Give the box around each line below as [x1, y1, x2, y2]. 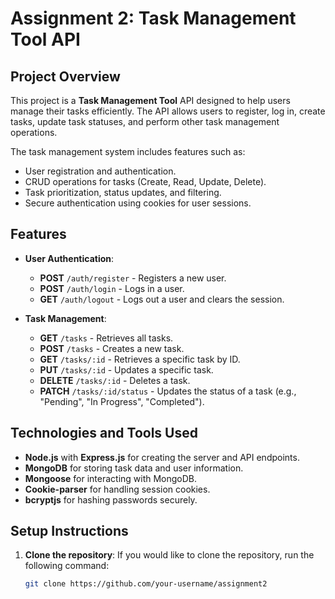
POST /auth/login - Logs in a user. [39, 282, 185, 294]
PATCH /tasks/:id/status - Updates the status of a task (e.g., [39, 385, 297, 397]
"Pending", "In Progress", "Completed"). [39, 395, 205, 407]
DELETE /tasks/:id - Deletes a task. [39, 374, 191, 386]
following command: [24, 560, 110, 572]
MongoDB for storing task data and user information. [24, 462, 244, 474]
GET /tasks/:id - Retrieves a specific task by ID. [39, 353, 241, 365]
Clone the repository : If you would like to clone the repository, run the [24, 549, 315, 561]
